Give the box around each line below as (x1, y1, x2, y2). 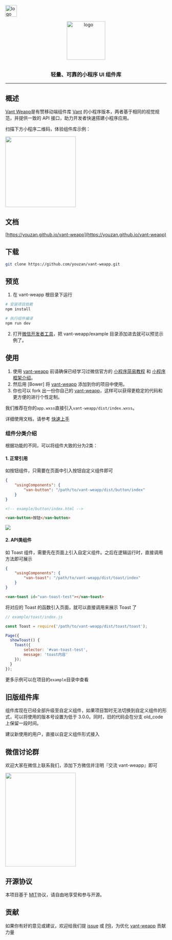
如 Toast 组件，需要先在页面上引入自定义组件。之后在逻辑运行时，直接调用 (5, 549, 163, 555)
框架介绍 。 (12, 374, 36, 381)
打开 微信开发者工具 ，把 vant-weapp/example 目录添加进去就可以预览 (12, 330, 159, 336)
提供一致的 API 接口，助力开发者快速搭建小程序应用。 (18, 115, 132, 121)
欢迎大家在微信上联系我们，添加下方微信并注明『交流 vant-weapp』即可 (5, 762, 158, 768)
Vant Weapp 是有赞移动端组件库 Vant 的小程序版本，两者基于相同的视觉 (5, 108, 155, 115)
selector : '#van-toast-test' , (24, 647, 88, 652)
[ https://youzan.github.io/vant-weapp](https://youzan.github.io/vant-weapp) (5, 231, 166, 237)
